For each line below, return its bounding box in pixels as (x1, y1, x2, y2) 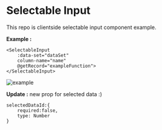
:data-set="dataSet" (17, 52, 69, 58)
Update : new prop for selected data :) (6, 90, 102, 97)
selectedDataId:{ (6, 102, 50, 108)
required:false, (17, 107, 59, 114)
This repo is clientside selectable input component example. (6, 24, 157, 31)
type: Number (17, 112, 50, 119)
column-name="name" (17, 57, 67, 63)
